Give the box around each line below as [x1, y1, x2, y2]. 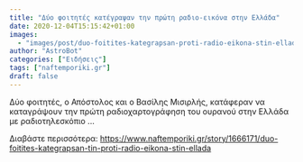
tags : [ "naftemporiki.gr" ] [9, 64, 111, 73]
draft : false [9, 72, 59, 81]
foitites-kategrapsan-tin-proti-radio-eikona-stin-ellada [9, 142, 212, 153]
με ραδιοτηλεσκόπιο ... [9, 115, 95, 126]
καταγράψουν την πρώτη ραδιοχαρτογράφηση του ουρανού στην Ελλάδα [9, 105, 289, 117]
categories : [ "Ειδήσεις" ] [9, 55, 106, 64]
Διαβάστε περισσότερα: [9, 132, 98, 144]
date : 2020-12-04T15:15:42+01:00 [9, 22, 135, 31]
